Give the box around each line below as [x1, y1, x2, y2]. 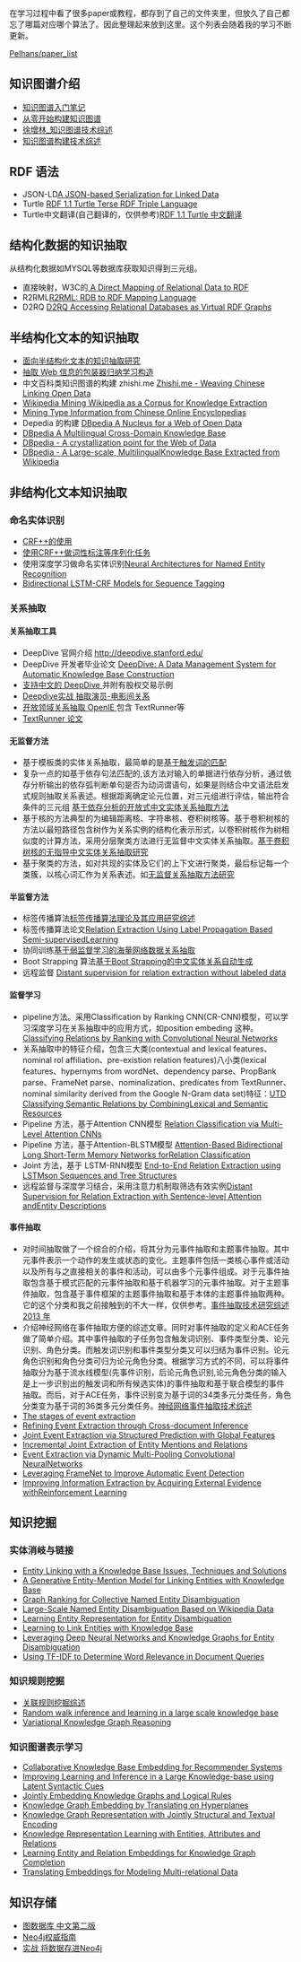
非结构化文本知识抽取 [9, 484, 127, 500]
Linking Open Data [21, 388, 91, 399]
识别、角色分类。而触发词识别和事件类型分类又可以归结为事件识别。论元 [21, 1344, 289, 1355]
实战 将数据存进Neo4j [21, 1942, 103, 1953]
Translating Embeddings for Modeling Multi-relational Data [21, 1867, 239, 1878]
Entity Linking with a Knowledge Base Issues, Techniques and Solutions [21, 1565, 288, 1576]
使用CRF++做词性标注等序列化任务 [21, 546, 150, 558]
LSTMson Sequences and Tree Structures [21, 1170, 177, 1181]
